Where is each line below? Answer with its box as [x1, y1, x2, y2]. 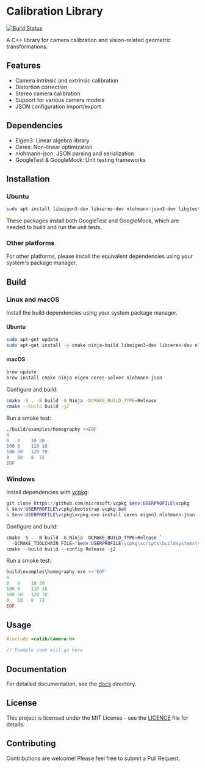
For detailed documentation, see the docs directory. [6, 680, 137, 687]
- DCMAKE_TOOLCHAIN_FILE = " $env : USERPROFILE [12, 540, 121, 546]
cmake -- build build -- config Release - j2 [6, 546, 116, 552]
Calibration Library [6, 4, 104, 18]
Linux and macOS [6, 295, 60, 304]
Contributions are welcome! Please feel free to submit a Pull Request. [6, 755, 181, 762]
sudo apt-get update [6, 337, 59, 343]
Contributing [6, 738, 56, 749]
